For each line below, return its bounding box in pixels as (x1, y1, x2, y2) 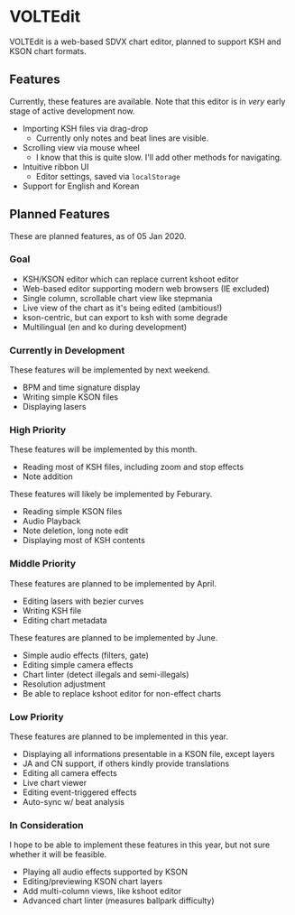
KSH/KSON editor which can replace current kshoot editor (22, 273, 239, 284)
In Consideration (9, 818, 84, 831)
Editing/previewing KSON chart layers (22, 876, 163, 887)
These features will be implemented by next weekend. (9, 365, 210, 375)
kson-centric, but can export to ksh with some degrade (22, 311, 228, 322)
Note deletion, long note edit (22, 525, 129, 536)
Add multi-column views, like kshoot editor (22, 886, 182, 897)
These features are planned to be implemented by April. (9, 578, 217, 588)
